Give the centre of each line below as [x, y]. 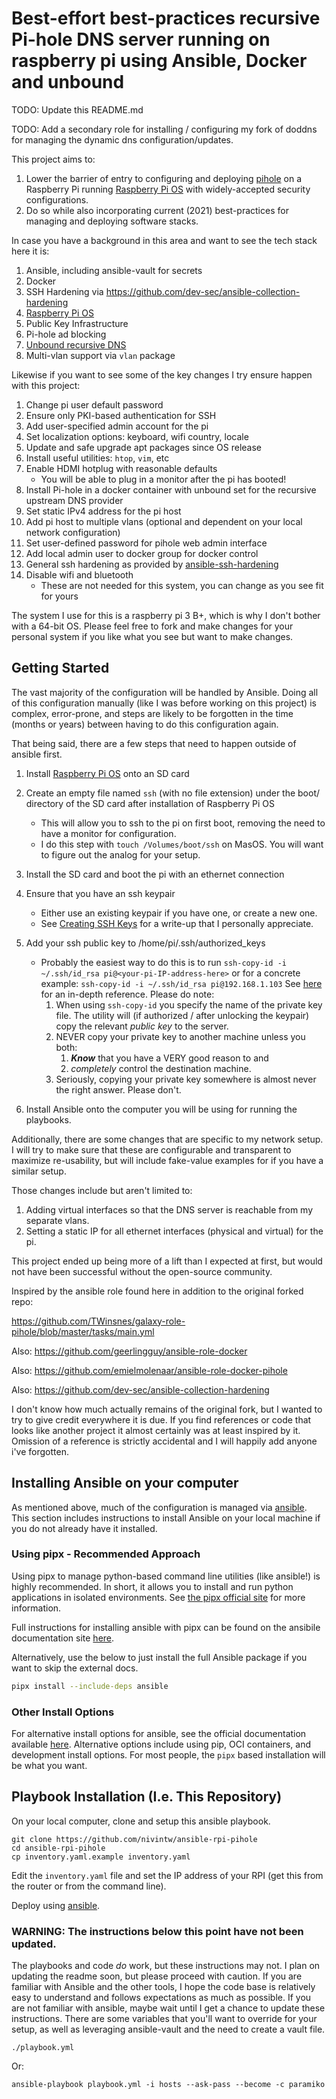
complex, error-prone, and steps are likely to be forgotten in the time [152, 713]
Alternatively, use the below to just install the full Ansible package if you [159, 1657]
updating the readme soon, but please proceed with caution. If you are [157, 1976]
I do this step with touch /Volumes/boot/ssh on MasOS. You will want [182, 844]
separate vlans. [57, 1220]
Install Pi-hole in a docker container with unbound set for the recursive [171, 489]
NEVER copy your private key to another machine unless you [180, 1036]
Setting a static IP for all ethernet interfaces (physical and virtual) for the [174, 1231]
